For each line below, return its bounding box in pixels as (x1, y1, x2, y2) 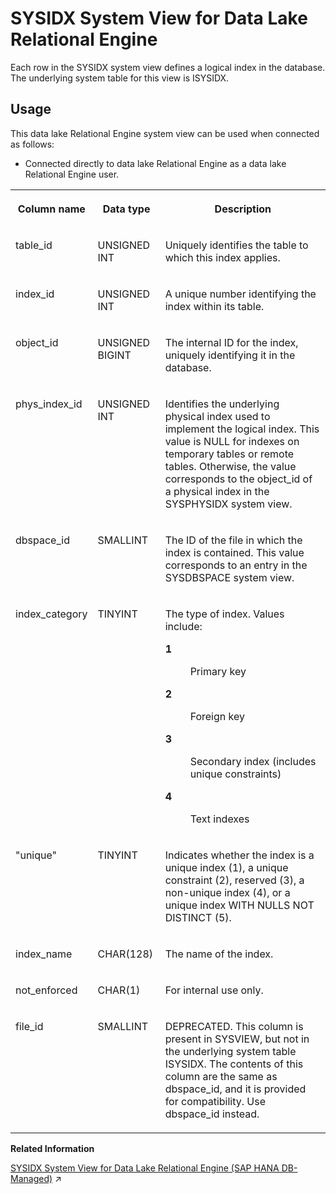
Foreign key (189, 709, 245, 723)
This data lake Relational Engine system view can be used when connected (10, 127, 320, 139)
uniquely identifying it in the (164, 348, 296, 362)
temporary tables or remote (164, 447, 295, 461)
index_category (15, 607, 88, 621)
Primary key (189, 664, 247, 678)
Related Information (10, 1142, 95, 1154)
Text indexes (189, 812, 250, 826)
